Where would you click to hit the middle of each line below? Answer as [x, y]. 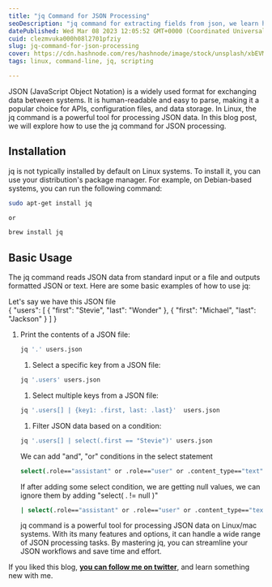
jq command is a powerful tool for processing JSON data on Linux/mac [138, 525]
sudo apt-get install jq [50, 203]
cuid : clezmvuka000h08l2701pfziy [65, 39]
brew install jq [36, 232]
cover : [19, 54]
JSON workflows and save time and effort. [91, 551]
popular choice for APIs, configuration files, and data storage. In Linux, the [132, 108]
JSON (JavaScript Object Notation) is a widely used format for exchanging [132, 91]
